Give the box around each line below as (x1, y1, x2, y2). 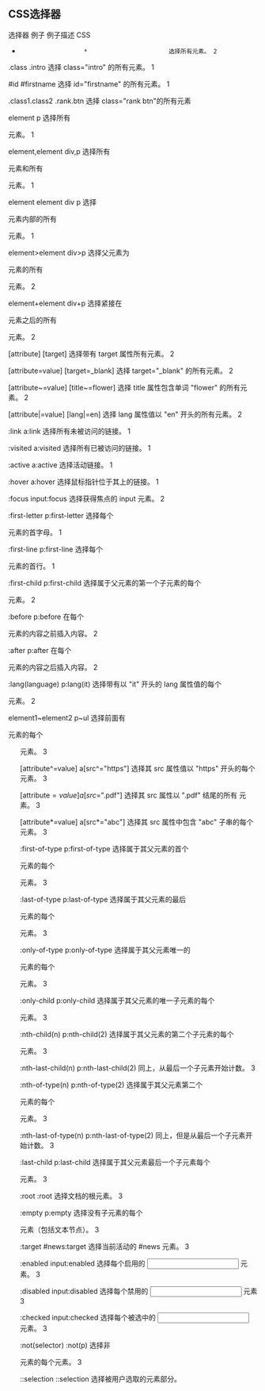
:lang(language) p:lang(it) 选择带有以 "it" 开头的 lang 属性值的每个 (8, 679, 221, 689)
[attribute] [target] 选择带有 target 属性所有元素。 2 (8, 348, 175, 359)
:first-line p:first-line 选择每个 (8, 544, 103, 554)
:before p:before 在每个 (8, 612, 85, 621)
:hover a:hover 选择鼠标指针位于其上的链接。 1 (8, 477, 160, 486)
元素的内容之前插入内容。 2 (8, 628, 98, 638)
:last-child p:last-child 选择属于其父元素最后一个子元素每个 (19, 1157, 211, 1166)
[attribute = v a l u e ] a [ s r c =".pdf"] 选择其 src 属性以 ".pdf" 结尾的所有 (19, 790, 238, 800)
